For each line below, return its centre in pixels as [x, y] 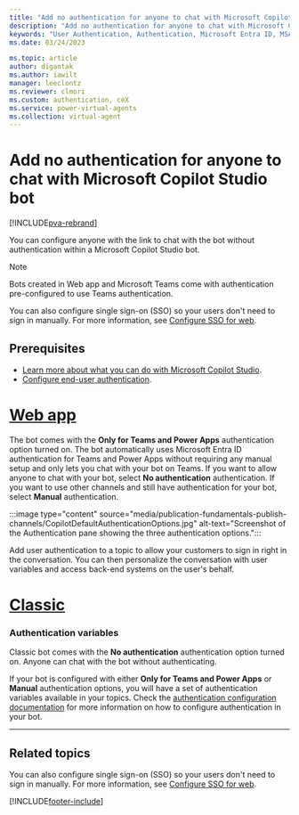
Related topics [50, 753]
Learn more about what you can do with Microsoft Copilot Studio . [142, 370]
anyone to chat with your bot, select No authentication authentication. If [142, 477]
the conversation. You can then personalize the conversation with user [139, 559]
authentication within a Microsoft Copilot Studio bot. [105, 249]
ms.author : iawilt [43, 75]
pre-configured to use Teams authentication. [91, 294]
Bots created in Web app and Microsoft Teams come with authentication [141, 284]
